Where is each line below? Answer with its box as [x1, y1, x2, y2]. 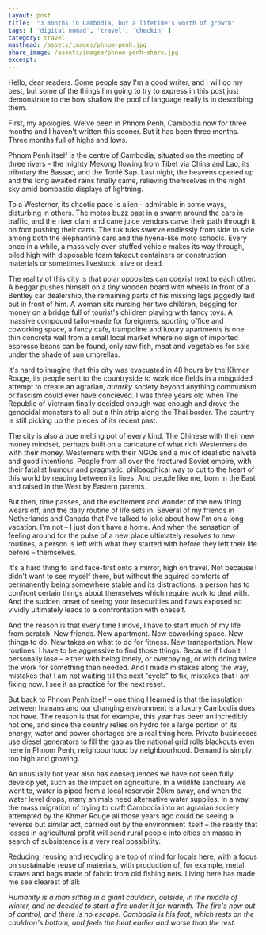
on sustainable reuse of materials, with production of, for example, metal [8, 860, 245, 869]
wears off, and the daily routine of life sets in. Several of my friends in [8, 505, 235, 515]
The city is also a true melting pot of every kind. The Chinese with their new [8, 431, 255, 440]
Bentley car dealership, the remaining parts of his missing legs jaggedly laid [8, 290, 255, 300]
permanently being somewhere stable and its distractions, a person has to [8, 580, 250, 589]
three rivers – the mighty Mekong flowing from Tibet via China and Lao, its [8, 159, 250, 168]
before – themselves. [8, 547, 77, 557]
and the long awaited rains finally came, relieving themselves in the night [8, 175, 245, 185]
